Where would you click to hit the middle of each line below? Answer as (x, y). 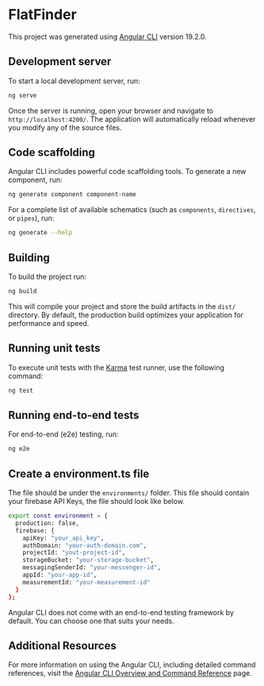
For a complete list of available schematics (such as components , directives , (132, 210)
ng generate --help (40, 233)
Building (29, 257)
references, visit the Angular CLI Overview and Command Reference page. (130, 673)
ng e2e (19, 449)
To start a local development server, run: (74, 80)
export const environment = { (58, 516)
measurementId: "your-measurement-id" (86, 582)
